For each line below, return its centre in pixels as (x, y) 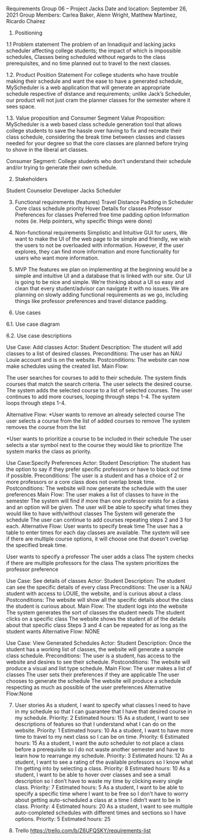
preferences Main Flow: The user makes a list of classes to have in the (92, 494)
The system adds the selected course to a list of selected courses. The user (99, 390)
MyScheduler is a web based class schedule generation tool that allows (94, 124)
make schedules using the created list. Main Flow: (68, 366)
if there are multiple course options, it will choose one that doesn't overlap (97, 539)
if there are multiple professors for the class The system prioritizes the (93, 563)
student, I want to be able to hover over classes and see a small (93, 775)
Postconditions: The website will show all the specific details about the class (100, 600)
